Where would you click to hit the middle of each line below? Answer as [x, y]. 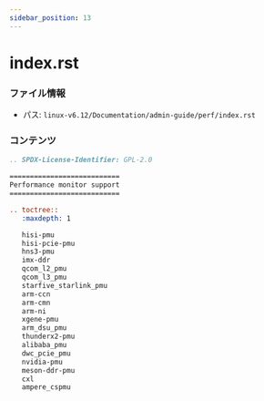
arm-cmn [36, 303]
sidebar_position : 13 [51, 18]
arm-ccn [36, 294]
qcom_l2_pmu [44, 269]
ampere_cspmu [46, 387]
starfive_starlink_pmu [64, 285]
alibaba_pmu [44, 345]
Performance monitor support [65, 185]
